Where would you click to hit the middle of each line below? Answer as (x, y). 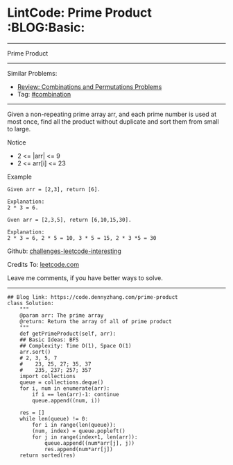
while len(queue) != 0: (54, 418)
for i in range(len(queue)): (74, 425)
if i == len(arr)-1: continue (76, 394)
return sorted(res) (48, 455)
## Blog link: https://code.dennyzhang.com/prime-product (93, 297)
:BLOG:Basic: (46, 27)
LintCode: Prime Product (80, 13)
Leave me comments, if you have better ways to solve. (85, 278)
